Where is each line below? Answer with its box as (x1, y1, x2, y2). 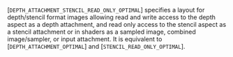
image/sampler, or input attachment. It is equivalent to (7, 35, 163, 43)
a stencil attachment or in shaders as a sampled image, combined (7, 27, 197, 36)
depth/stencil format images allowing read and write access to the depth (7, 13, 216, 21)
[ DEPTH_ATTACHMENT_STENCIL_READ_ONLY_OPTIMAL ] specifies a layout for (7, 6, 205, 14)
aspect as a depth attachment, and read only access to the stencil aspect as (7, 21, 227, 28)
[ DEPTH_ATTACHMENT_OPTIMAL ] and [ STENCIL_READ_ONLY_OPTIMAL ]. (7, 43, 186, 50)
